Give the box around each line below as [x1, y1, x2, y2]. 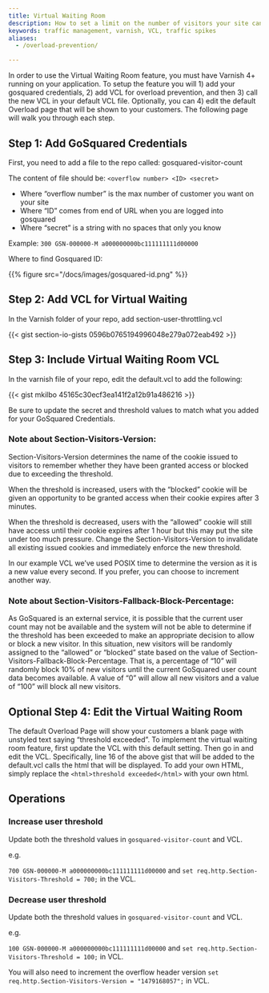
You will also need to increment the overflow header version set [8, 967, 219, 977]
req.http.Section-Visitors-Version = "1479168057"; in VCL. [8, 975, 210, 985]
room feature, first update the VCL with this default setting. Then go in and [8, 743, 254, 752]
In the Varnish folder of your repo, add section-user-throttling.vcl [8, 314, 223, 323]
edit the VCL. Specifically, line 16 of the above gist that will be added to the [8, 752, 255, 761]
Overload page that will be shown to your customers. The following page [8, 105, 248, 115]
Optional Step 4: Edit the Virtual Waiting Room [8, 705, 243, 719]
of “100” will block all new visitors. [8, 682, 122, 691]
